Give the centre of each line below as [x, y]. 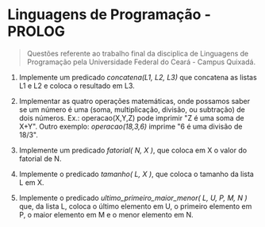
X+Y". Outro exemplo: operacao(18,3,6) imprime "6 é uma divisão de [131, 126]
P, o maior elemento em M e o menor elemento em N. [106, 214]
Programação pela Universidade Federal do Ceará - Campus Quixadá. [141, 62]
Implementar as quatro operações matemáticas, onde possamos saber [134, 101]
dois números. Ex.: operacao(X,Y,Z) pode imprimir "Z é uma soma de [131, 117]
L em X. [31, 182]
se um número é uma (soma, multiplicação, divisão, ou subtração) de [132, 110]
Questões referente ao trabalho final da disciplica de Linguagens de [138, 53]
